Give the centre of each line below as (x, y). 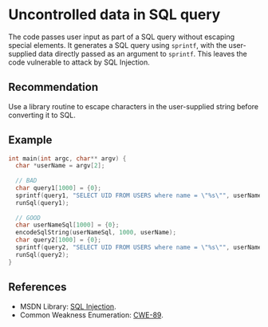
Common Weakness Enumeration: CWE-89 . (91, 315)
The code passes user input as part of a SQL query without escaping (122, 37)
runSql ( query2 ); (42, 254)
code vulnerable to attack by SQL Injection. (79, 62)
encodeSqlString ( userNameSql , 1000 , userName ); (96, 233)
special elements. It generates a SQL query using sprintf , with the (118, 45)
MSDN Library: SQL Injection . (68, 306)
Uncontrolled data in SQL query (114, 15)
